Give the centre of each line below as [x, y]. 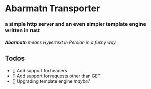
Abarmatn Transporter [52, 9]
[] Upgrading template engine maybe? [51, 81]
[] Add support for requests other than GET [56, 76]
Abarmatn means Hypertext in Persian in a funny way [61, 42]
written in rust [23, 30]
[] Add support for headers [40, 70]
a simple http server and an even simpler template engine [75, 24]
